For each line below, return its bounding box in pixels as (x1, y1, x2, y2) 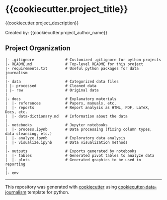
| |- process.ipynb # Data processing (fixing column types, (5, 127, 153, 132)
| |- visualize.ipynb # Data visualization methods (5, 140, 128, 145)
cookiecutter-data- (118, 184, 157, 190)
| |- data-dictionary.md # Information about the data (5, 113, 128, 119)
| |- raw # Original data (5, 88, 99, 93)
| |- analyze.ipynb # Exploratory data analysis (5, 135, 126, 140)
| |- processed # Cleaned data (5, 83, 97, 88)
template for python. (27, 189, 70, 195)
